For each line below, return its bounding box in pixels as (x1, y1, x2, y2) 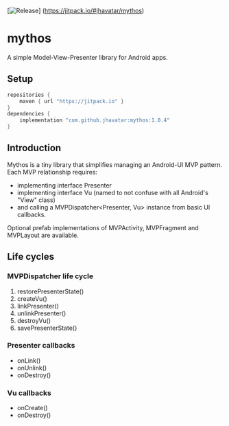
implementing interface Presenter (16, 181, 112, 189)
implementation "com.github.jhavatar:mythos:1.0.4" (19, 117, 170, 124)
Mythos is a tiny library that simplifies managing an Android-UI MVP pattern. (7, 160, 223, 168)
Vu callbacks (7, 388, 51, 398)
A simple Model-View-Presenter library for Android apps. (7, 53, 168, 61)
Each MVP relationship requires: (7, 168, 98, 176)
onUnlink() (16, 363, 47, 372)
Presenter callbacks (7, 341, 75, 350)
